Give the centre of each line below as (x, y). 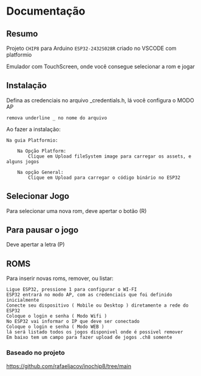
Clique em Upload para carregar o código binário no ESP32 (104, 178)
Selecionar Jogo (38, 196)
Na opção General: (40, 172)
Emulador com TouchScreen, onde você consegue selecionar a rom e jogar (101, 66)
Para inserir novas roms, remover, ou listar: (60, 279)
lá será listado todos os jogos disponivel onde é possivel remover (95, 332)
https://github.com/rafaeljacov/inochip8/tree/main (69, 366)
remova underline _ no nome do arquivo (57, 118)
